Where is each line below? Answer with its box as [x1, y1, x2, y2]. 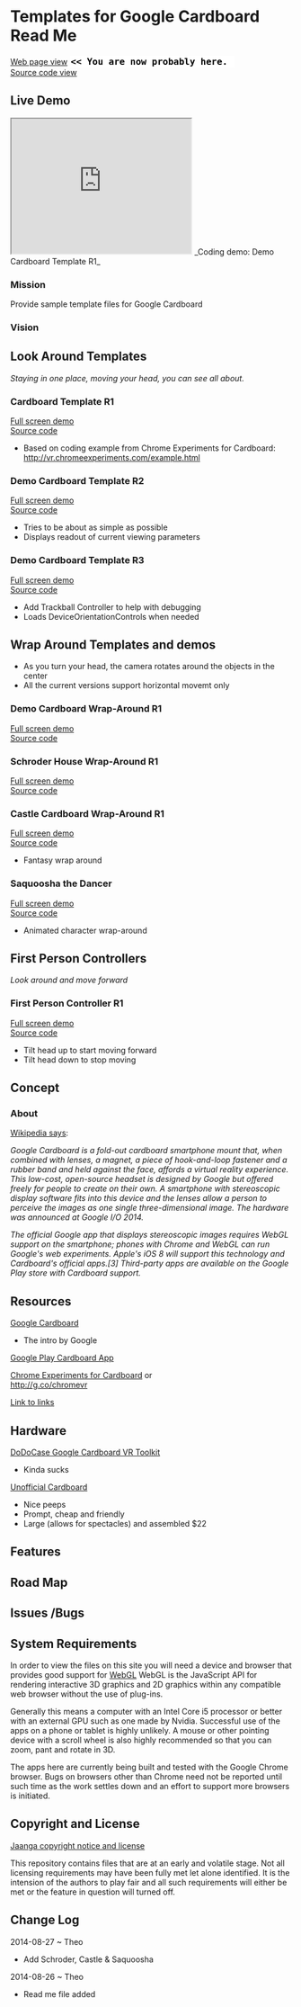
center [22, 670, 49, 681]
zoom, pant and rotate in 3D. [10, 1744, 116, 1755]
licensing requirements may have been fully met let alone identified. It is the [10, 1867, 290, 1877]
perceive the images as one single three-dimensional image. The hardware [10, 1203, 289, 1214]
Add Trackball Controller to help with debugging [22, 601, 201, 613]
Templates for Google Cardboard [10, 6, 260, 27]
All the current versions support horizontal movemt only [22, 680, 230, 691]
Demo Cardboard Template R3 [10, 554, 145, 567]
